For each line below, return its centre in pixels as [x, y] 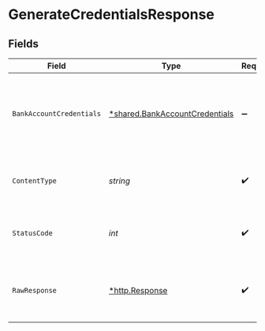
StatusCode [32, 233]
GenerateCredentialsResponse [112, 15]
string [120, 181]
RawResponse [35, 290]
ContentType [35, 181]
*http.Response [138, 290]
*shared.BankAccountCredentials [172, 114]
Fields [24, 44]
